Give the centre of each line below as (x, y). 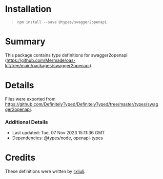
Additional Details (27, 122)
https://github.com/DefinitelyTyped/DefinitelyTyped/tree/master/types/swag (82, 104)
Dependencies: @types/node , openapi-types (58, 138)
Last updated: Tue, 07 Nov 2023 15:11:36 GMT (58, 133)
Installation (28, 9)
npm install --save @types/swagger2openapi (62, 22)
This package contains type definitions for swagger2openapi (66, 55)
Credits (20, 158)
